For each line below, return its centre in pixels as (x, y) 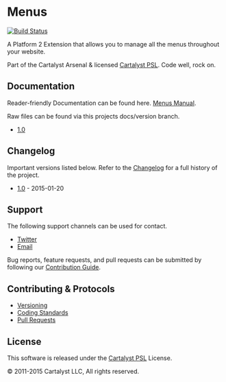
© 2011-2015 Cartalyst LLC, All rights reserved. (73, 371)
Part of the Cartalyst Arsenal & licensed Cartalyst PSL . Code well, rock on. (112, 64)
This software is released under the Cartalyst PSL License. (90, 358)
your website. (26, 51)
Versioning (32, 305)
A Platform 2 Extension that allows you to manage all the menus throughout (113, 44)
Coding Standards (42, 313)
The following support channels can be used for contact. (87, 226)
